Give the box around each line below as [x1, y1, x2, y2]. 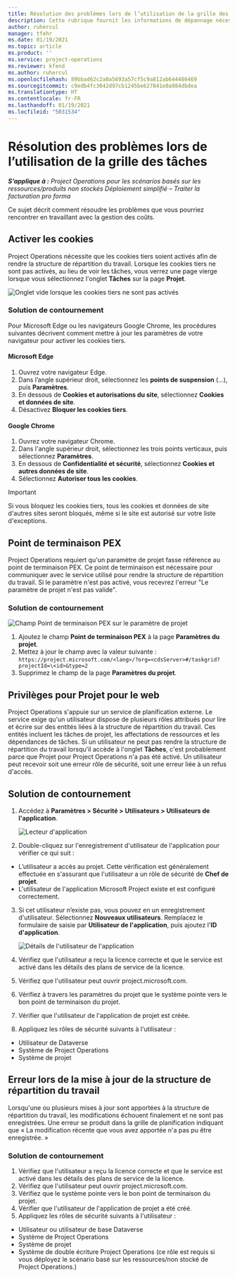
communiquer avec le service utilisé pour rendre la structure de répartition [8, 571, 224, 579]
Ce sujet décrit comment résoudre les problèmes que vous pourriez [8, 205, 205, 214]
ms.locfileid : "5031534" [8, 108, 81, 115]
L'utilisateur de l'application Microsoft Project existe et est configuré [18, 884, 216, 893]
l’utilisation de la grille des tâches [8, 153, 207, 169]
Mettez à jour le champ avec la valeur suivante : [18, 647, 157, 656]
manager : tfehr [8, 30, 53, 37]
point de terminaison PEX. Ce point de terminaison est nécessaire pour [8, 563, 213, 572]
